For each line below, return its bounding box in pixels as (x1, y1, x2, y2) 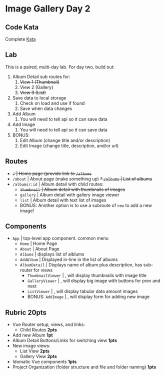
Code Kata (5, 23, 39, 31)
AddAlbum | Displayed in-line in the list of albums (19, 256, 118, 262)
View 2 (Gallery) (19, 84, 53, 90)
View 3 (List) (19, 89, 46, 95)
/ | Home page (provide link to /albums (12, 170, 92, 176)
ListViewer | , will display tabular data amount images (27, 288, 138, 294)
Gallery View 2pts (19, 353, 57, 359)
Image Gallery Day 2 (5, 3, 91, 14)
